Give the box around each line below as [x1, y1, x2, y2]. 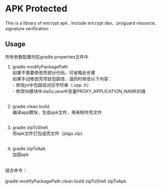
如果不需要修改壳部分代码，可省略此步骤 [12, 69, 95, 75]
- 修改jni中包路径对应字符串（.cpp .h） [12, 82, 91, 88]
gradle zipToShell [12, 125, 48, 130]
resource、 [136, 20, 159, 26]
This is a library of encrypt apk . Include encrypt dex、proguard [5, 20, 136, 26]
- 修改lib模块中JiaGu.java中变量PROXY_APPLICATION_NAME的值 [12, 88, 146, 94]
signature [5, 25, 25, 31]
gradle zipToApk [12, 145, 46, 151]
